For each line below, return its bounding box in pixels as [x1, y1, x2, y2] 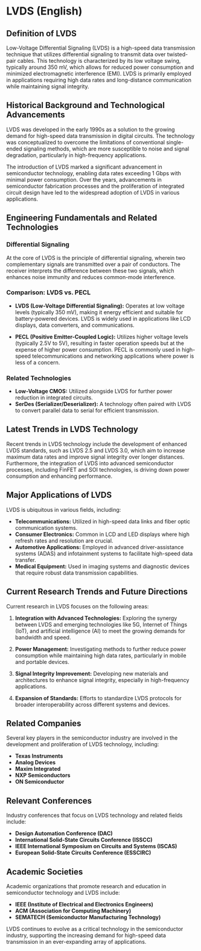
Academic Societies [6, 866, 83, 877]
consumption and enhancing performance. [6, 472, 113, 480]
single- [165, 138, 184, 146]
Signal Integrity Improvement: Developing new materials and [14, 669, 169, 677]
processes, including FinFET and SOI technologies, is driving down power [6, 466, 190, 473]
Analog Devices [14, 759, 56, 766]
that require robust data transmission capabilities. [14, 569, 139, 576]
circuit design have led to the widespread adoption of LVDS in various [6, 189, 180, 196]
